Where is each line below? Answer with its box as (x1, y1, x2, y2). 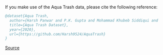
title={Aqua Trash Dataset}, (9, 22, 69, 27)
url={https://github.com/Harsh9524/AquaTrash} (9, 32, 106, 37)
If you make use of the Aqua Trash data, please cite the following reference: (5, 4, 158, 10)
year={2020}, (9, 27, 36, 32)
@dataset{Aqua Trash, (5, 14, 49, 18)
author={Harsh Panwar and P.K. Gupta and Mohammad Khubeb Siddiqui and (9, 18, 159, 23)
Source (5, 45, 20, 51)
